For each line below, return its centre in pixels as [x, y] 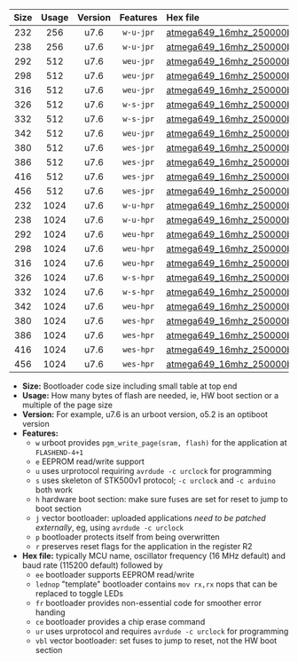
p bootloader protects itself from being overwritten [127, 537]
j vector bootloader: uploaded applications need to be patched [150, 518]
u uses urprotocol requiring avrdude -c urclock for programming [153, 471]
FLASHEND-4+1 [59, 453]
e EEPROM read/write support [90, 461]
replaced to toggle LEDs [79, 593]
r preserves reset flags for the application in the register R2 [144, 546]
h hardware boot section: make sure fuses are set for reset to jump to [161, 499]
